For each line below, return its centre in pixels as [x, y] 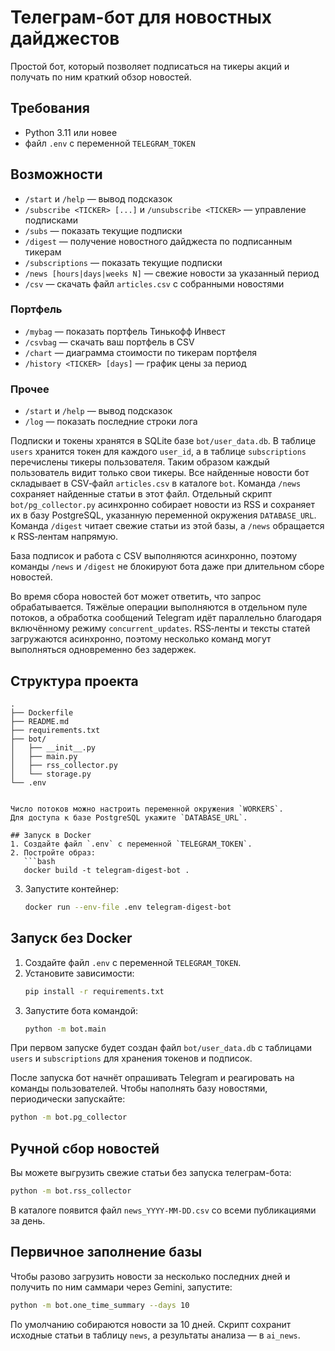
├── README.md [40, 721]
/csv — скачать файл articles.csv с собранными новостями [154, 283]
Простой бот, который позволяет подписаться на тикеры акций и [150, 66]
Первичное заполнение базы [106, 1252]
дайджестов [65, 38]
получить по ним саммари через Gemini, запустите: [121, 1287]
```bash [39, 861]
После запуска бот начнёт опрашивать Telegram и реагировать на [152, 1078]
